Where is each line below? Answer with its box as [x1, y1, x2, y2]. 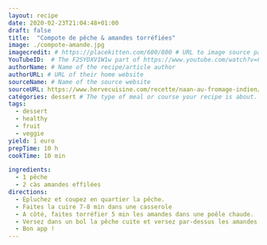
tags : [8, 100, 26, 108]
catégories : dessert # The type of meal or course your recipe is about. [8, 93, 258, 101]
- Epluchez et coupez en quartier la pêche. [15, 195, 165, 203]
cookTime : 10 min [8, 151, 66, 159]
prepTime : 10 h [8, 144, 59, 152]
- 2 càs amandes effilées [15, 181, 102, 189]
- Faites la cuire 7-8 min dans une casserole [15, 203, 172, 211]
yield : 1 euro [8, 136, 56, 145]
